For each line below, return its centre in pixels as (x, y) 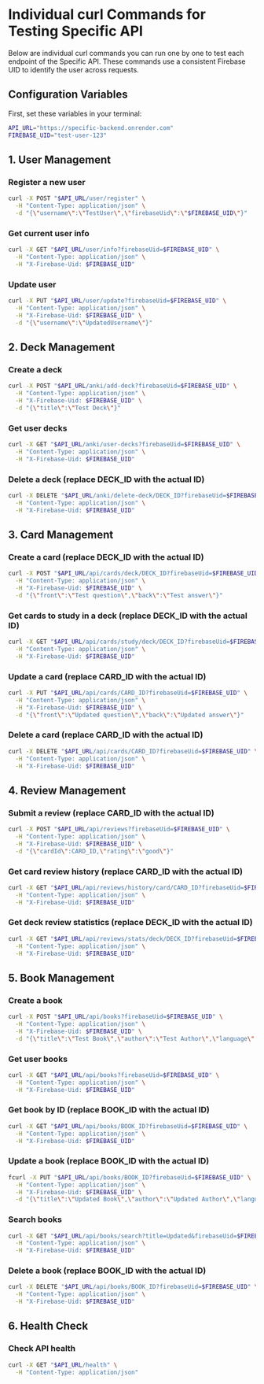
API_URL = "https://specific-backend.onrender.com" (91, 128)
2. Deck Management (62, 347)
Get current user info (49, 233)
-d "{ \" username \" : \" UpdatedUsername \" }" (84, 323)
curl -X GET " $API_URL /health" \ (63, 1365)
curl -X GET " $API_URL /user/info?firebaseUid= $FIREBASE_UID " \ (114, 250)
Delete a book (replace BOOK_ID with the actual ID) (107, 1271)
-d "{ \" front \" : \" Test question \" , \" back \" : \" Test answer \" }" (119, 595)
